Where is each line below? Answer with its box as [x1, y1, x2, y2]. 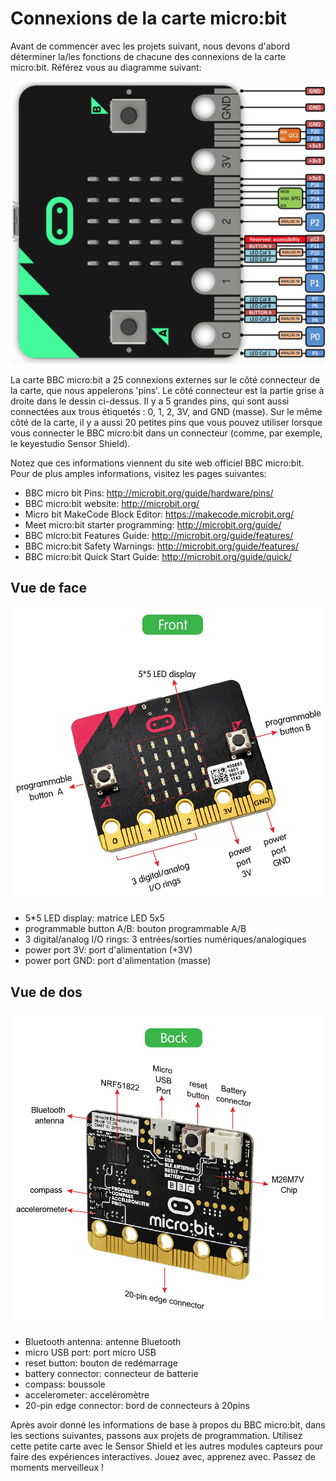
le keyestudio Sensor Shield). [10, 437, 131, 449]
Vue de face [10, 580, 87, 597]
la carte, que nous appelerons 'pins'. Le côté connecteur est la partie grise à [10, 384, 325, 396]
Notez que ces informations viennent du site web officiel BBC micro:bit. [10, 457, 305, 469]
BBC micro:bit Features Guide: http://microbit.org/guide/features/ [24, 529, 294, 541]
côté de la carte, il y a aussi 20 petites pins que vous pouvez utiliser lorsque [10, 416, 323, 428]
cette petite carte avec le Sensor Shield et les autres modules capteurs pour [10, 1440, 324, 1452]
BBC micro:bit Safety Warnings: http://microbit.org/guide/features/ [24, 540, 299, 552]
